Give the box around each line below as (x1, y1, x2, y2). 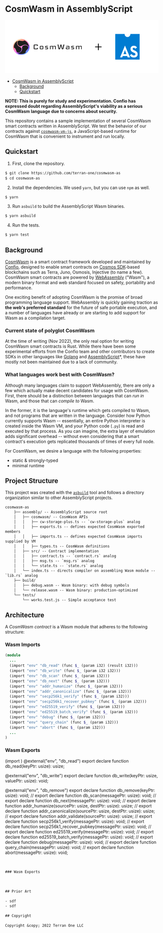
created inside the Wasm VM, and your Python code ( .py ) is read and (5, 423, 144, 429)
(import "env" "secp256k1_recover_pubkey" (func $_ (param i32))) (9, 699, 147, 704)
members (5, 529, 21, 534)
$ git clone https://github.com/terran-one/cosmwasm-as (5, 170, 121, 175)
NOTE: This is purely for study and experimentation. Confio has (5, 98, 136, 104)
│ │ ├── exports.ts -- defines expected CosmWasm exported (14, 524, 145, 529)
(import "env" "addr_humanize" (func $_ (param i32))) (9, 684, 123, 689)
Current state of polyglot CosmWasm (5, 327, 95, 334)
